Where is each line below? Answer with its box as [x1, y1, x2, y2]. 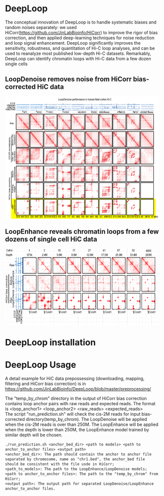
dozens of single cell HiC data [5, 235, 98, 243]
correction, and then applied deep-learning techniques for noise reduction [5, 35, 155, 41]
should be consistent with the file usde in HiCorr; [5, 462, 115, 467]
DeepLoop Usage [5, 359, 77, 370]
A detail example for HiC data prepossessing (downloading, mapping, [5, 375, 145, 381]
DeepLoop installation [5, 337, 96, 348]
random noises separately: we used [5, 24, 77, 30]
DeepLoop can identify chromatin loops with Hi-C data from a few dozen [5, 55, 151, 61]
